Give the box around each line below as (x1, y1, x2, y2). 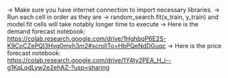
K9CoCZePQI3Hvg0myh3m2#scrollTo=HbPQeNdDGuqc (7, 42, 166, 50)
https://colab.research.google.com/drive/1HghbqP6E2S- (7, 35, 166, 43)
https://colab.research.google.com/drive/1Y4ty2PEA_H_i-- (7, 56, 172, 64)
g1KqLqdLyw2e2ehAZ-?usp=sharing (7, 64, 110, 71)
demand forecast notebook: (7, 27, 86, 35)
